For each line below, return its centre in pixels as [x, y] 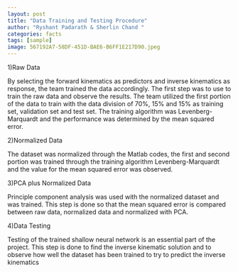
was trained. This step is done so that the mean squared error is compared [117, 204]
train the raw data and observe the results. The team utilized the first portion [119, 96]
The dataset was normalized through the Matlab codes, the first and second [119, 154]
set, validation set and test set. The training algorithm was [92, 111]
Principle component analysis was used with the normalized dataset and [113, 197]
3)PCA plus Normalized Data [49, 183]
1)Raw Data [24, 67]
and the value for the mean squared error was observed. [90, 169]
